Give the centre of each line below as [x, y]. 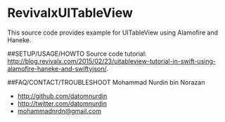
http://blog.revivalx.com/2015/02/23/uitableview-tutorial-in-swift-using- [112, 61]
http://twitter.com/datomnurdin [62, 103]
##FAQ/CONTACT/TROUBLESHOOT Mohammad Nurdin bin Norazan [106, 82]
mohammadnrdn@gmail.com [59, 111]
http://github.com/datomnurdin [62, 96]
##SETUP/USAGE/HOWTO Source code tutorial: [77, 54]
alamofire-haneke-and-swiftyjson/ [57, 68]
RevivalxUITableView [70, 13]
